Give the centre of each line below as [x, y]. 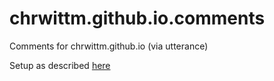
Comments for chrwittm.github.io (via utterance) [109, 46]
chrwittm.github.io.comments [137, 18]
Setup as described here [60, 65]
